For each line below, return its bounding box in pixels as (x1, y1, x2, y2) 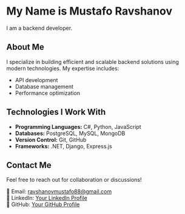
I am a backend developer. (6, 24, 73, 32)
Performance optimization (15, 89, 81, 97)
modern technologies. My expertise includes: (6, 64, 119, 72)
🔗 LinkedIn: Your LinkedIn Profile (6, 195, 88, 202)
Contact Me (6, 160, 52, 170)
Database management (15, 83, 74, 90)
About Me (6, 42, 44, 52)
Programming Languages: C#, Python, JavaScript (15, 123, 141, 130)
